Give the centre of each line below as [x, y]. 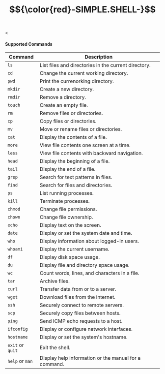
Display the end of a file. [68, 169]
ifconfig [18, 329]
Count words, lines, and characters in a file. [89, 273]
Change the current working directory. [84, 73]
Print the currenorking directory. [77, 81]
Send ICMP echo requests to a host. [81, 321]
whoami [15, 249]
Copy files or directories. [68, 121]
